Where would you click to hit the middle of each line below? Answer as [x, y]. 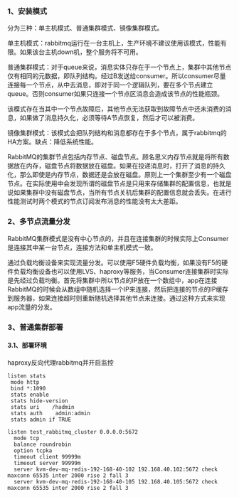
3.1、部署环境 [27, 346]
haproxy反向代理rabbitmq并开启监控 [60, 362]
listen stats [27, 376]
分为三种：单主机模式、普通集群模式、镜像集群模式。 [85, 28]
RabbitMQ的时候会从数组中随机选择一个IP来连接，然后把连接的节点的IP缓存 [118, 289]
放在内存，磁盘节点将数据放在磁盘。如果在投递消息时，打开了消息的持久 [119, 166]
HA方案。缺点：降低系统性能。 [53, 142]
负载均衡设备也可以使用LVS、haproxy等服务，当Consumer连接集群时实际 [121, 271]
